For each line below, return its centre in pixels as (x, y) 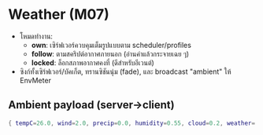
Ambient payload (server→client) (91, 105)
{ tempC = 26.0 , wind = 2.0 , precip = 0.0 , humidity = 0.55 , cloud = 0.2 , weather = (132, 123)
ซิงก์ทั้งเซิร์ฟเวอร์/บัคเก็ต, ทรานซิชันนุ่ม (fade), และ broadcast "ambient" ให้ (125, 71)
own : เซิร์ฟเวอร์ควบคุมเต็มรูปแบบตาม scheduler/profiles (111, 45)
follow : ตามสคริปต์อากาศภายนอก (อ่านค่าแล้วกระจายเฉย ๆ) (110, 53)
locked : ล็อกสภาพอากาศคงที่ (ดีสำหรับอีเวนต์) (93, 62)
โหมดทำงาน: (36, 36)
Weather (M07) (59, 15)
